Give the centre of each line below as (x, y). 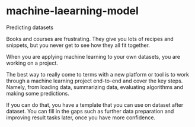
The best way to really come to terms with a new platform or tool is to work (98, 74)
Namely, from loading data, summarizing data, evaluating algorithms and (95, 87)
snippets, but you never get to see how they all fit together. (78, 45)
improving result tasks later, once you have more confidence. (81, 118)
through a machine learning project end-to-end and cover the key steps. (95, 81)
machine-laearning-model (73, 11)
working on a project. (32, 63)
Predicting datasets (30, 27)
